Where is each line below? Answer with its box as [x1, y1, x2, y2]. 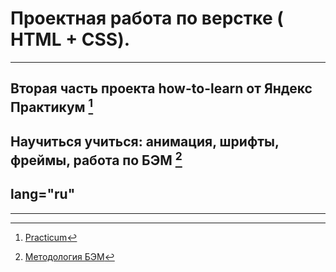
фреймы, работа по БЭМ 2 [10, 148, 183, 169]
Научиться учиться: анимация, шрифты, [10, 133, 280, 150]
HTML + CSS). [10, 28, 131, 51]
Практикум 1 [10, 96, 94, 116]
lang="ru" [10, 186, 76, 203]
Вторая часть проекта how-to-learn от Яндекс [10, 80, 313, 97]
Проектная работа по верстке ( [10, 7, 284, 30]
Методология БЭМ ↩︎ [24, 250, 115, 262]
